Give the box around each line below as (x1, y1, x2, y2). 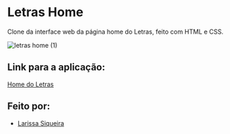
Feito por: (7, 100, 51, 112)
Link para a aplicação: (7, 61, 106, 74)
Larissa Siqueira (17, 119, 65, 127)
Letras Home (7, 4, 84, 20)
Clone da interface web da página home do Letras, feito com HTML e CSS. (7, 27, 224, 36)
